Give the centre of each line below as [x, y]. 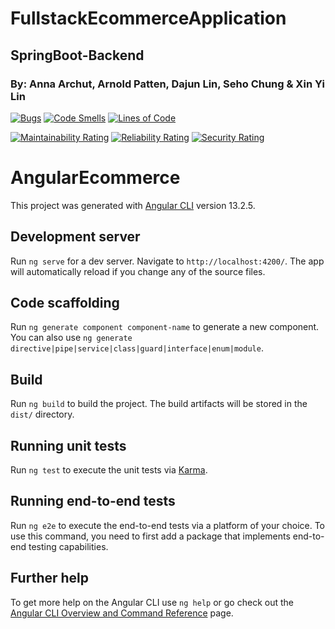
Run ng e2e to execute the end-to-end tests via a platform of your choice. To [168, 525]
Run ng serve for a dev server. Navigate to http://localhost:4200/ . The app [167, 261]
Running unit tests [68, 445]
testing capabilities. [68, 546]
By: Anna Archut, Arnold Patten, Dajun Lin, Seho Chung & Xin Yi [167, 84]
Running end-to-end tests [93, 501]
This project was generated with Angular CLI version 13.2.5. [133, 205]
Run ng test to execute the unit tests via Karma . [109, 470]
